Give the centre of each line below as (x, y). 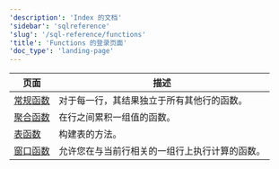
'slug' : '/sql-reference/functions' (78, 34)
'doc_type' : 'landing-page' (62, 51)
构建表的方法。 (91, 134)
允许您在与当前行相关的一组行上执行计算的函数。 (162, 151)
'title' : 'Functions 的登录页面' (68, 43)
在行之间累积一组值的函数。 (118, 118)
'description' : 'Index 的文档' (66, 18)
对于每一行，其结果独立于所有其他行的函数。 (153, 101)
